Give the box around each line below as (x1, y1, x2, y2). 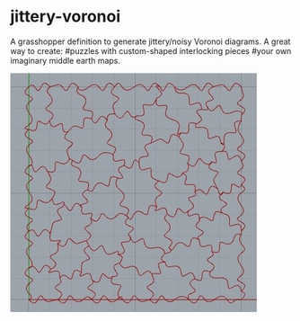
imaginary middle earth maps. (10, 55, 120, 66)
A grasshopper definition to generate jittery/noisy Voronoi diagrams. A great (10, 36, 291, 47)
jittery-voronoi (10, 6, 121, 27)
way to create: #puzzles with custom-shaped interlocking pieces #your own (10, 45, 292, 56)
